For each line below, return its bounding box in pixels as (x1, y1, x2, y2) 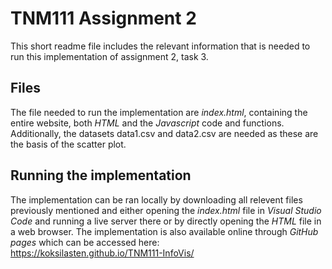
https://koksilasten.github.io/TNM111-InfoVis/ (10, 247, 195, 259)
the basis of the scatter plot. (10, 138, 127, 150)
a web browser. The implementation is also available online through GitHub (10, 225, 319, 237)
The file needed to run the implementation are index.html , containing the (10, 106, 308, 118)
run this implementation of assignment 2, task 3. (10, 50, 209, 62)
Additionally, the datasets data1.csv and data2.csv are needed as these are (10, 127, 319, 139)
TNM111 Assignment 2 (10, 7, 197, 30)
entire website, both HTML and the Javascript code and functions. (10, 117, 285, 129)
